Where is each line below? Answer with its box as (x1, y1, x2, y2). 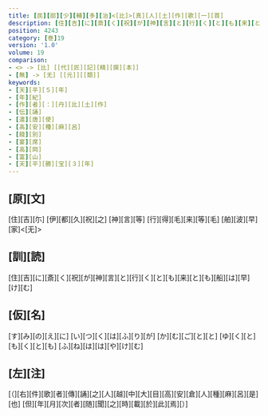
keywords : (8, 78, 41, 86)
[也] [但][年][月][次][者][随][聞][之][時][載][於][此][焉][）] (8, 399, 189, 409)
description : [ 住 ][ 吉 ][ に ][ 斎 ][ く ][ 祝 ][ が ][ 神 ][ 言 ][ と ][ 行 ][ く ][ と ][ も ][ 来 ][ (8, 19, 255, 27)
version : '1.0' (8, 42, 59, 50)
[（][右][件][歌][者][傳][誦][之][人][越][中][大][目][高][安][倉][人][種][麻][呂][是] (8, 389, 259, 399)
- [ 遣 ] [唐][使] (8, 116, 56, 124)
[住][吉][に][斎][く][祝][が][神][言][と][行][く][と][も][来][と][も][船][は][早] (8, 272, 250, 282)
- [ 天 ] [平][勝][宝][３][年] (8, 160, 94, 168)
